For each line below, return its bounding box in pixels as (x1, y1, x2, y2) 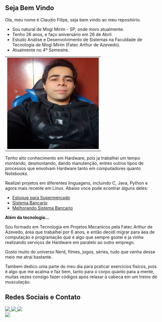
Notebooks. (5, 170, 29, 177)
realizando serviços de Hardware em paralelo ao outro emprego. (5, 240, 135, 246)
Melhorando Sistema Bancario (12, 205, 73, 211)
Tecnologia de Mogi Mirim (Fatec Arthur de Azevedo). (12, 41, 121, 48)
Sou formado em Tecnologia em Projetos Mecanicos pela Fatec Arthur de (5, 224, 153, 230)
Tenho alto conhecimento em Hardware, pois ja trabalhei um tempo (5, 155, 141, 161)
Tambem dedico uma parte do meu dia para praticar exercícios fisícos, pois (5, 264, 157, 269)
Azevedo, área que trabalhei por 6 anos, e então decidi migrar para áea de (5, 229, 155, 235)
